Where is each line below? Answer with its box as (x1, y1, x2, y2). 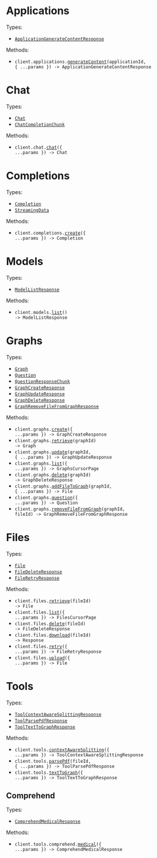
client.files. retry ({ (14, 643, 67, 649)
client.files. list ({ (14, 609, 65, 615)
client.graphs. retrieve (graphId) (14, 438, 97, 443)
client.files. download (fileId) (14, 632, 91, 638)
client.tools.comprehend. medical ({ (14, 842, 102, 847)
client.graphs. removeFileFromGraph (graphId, (14, 506, 125, 512)
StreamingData (14, 207, 49, 213)
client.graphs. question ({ (14, 495, 78, 500)
